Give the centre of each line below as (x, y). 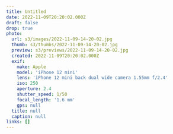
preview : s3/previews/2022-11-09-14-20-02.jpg (70, 50)
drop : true (20, 28)
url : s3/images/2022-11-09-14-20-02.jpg (62, 39)
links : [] (18, 122)
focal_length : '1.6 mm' (46, 100)
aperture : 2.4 (34, 89)
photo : (14, 34)
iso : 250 (28, 84)
